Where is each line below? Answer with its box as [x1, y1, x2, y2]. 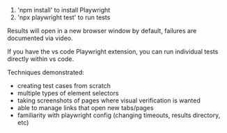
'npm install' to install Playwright [17, 6, 111, 14]
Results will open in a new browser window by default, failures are [7, 27, 197, 35]
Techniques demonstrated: [7, 69, 85, 76]
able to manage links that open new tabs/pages [17, 104, 154, 112]
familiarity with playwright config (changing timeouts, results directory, [17, 111, 221, 119]
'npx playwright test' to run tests [17, 13, 111, 21]
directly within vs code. [7, 55, 75, 63]
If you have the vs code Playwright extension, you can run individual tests [7, 48, 219, 55]
